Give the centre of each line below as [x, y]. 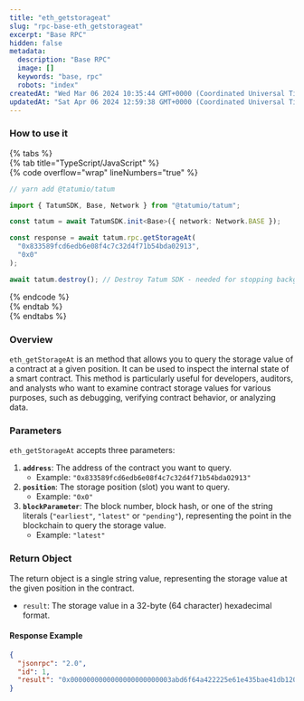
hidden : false [36, 43]
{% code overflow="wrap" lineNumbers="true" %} [104, 172]
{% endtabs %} [38, 316]
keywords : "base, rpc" [60, 77]
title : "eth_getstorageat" [60, 18]
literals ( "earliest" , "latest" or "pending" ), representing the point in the [157, 516]
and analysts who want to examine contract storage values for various [140, 388]
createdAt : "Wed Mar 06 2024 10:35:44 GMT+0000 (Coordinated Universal [147, 93]
